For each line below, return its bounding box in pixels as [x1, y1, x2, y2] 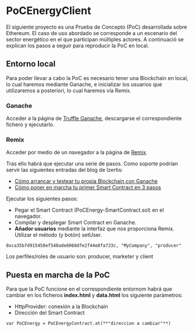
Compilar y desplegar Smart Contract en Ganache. [14, 219, 137, 226]
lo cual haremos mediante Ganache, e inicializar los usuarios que [6, 81, 162, 88]
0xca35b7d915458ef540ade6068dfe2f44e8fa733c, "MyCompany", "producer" [6, 243, 182, 249]
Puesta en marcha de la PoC [6, 270, 110, 280]
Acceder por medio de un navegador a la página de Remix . [6, 149, 148, 156]
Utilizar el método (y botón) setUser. [14, 231, 102, 238]
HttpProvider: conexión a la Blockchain [14, 303, 108, 310]
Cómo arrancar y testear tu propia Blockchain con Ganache [14, 178, 158, 185]
